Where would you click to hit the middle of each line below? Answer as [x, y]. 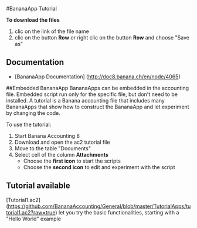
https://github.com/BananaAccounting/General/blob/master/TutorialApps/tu [99, 206]
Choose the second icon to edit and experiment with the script [99, 167]
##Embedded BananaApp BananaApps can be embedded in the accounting [98, 88]
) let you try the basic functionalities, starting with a [117, 212]
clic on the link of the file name [52, 31]
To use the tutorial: [29, 124]
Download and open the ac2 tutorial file [62, 142]
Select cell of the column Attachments [61, 154]
